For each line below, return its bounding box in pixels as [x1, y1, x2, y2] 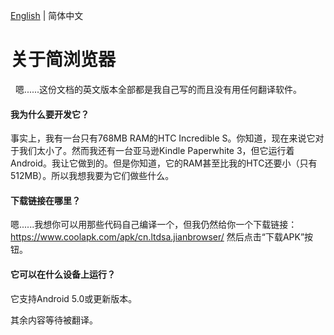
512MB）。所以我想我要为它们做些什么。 [10, 170, 175, 182]
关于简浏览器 [10, 49, 117, 71]
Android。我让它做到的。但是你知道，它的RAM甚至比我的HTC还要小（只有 [10, 157, 318, 169]
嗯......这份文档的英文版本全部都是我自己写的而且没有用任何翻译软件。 [14, 83, 303, 95]
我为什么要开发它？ [10, 108, 90, 120]
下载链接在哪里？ [10, 194, 81, 206]
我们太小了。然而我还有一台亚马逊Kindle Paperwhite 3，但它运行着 [18, 145, 295, 157]
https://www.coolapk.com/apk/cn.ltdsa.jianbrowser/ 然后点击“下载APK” [10, 231, 305, 243]
